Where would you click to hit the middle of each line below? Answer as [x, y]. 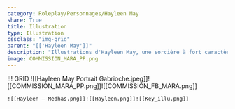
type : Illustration [36, 33]
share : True [24, 20]
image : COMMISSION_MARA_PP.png [53, 59]
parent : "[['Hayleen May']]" [50, 46]
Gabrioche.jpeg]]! [124, 78]
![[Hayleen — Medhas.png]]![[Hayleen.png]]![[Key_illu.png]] [98, 99]
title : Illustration [37, 26]
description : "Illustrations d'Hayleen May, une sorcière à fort [104, 53]
